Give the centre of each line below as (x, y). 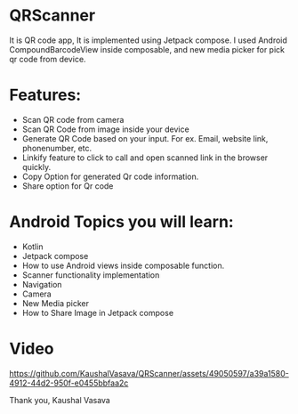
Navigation (42, 284)
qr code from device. (48, 59)
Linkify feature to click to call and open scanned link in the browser (145, 158)
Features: (45, 95)
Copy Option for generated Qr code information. (110, 176)
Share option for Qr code (68, 186)
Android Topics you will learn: (121, 222)
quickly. (36, 166)
